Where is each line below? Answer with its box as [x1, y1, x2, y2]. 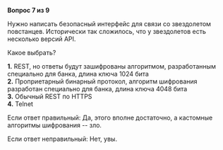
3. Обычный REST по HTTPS [7, 92, 92, 100]
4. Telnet [7, 100, 34, 108]
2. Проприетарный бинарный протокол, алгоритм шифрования [7, 77, 198, 86]
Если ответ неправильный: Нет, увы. [7, 134, 118, 143]
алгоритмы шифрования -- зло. [7, 121, 102, 129]
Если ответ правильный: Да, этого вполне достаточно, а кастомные [7, 113, 213, 122]
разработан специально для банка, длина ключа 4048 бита [7, 85, 188, 93]
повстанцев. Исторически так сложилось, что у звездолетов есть [7, 28, 207, 35]
